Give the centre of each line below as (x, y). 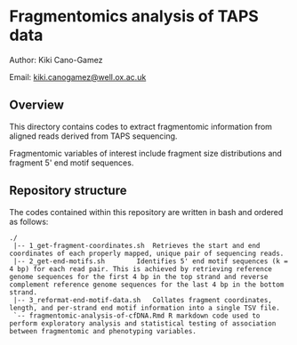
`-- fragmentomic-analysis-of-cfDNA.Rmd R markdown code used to (136, 316)
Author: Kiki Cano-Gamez (56, 60)
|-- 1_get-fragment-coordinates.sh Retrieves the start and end (136, 245)
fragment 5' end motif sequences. (72, 163)
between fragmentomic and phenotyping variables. (103, 331)
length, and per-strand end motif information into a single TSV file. (144, 308)
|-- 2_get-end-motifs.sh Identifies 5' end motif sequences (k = (151, 261)
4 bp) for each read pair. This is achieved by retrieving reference (141, 269)
